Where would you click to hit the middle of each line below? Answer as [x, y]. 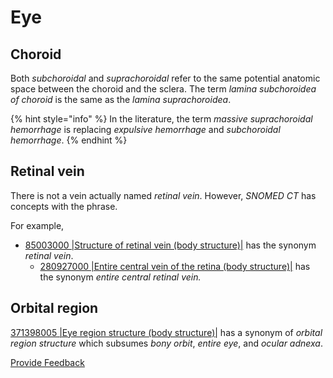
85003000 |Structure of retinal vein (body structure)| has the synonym [170, 245]
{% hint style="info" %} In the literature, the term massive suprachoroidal [161, 119]
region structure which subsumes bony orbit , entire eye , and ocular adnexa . [167, 343]
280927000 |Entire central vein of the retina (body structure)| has [175, 266]
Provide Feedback [47, 362]
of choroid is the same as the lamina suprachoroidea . [121, 99]
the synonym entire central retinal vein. [120, 277]
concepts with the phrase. [64, 206]
